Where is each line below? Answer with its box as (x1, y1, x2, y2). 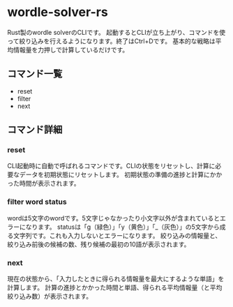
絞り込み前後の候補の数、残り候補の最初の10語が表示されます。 (7, 240, 190, 248)
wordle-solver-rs (7, 4, 108, 20)
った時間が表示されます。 (7, 179, 80, 188)
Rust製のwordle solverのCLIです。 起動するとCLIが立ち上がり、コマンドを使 (7, 28, 226, 36)
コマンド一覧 (7, 68, 63, 80)
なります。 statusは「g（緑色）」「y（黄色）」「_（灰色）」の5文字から (25, 223, 220, 231)
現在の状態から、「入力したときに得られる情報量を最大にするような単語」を (7, 275, 225, 283)
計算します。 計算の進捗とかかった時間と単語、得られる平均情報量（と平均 (7, 283, 223, 292)
